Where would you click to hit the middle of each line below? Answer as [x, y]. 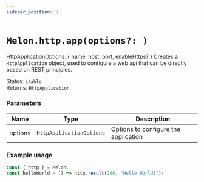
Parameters [24, 103]
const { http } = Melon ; [38, 167]
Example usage [29, 155]
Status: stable [24, 81]
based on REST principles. [39, 69]
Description [153, 119]
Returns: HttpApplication [38, 87]
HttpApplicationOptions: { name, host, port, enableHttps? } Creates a [92, 56]
